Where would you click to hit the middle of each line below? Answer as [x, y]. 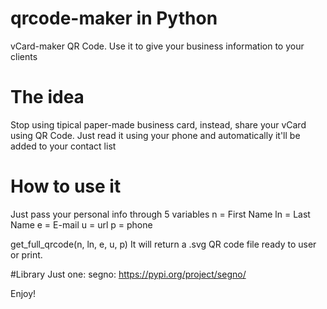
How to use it [66, 186]
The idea [47, 97]
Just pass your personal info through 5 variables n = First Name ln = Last [160, 214]
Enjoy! [23, 293]
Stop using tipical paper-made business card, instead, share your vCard [158, 124]
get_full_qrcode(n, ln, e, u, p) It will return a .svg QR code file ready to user [163, 244]
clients [24, 56]
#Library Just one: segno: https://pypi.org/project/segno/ [128, 274]
